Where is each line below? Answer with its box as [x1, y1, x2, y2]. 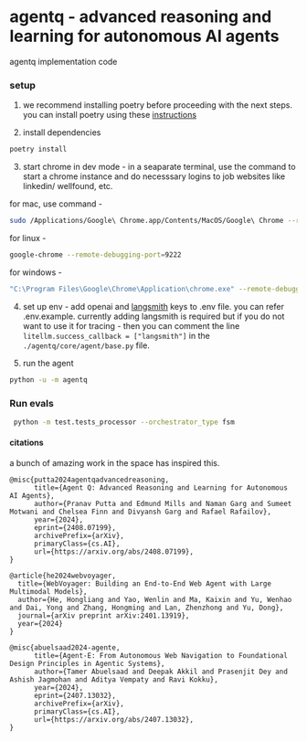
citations [9, 437, 44, 449]
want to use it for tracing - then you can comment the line [22, 320, 240, 331]
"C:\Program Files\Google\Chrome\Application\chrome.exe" [9, 284, 235, 293]
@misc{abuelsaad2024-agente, [9, 642, 121, 652]
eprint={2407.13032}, [33, 691, 117, 700]
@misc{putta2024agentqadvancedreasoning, [9, 475, 170, 484]
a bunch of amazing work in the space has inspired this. [9, 457, 220, 468]
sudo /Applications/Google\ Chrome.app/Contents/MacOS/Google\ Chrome [9, 217, 284, 226]
